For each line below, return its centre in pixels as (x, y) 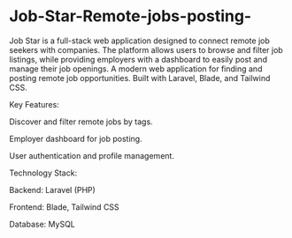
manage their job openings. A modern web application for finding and (136, 69)
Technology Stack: (43, 173)
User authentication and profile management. (92, 155)
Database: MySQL (42, 224)
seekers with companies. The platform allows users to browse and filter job (146, 49)
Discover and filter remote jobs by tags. (81, 122)
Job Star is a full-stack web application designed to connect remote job (139, 41)
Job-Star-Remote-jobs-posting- (131, 16)
